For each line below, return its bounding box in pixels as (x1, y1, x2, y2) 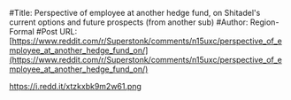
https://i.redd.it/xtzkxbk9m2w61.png (9, 81, 142, 91)
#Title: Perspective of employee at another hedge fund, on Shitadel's (9, 8, 261, 18)
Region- (249, 17, 280, 27)
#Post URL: (36, 27, 78, 36)
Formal (9, 27, 35, 36)
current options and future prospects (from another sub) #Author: (9, 17, 249, 27)
